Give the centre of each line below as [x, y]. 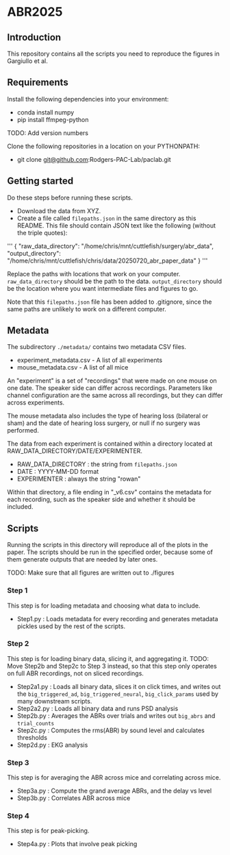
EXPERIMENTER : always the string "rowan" [79, 479]
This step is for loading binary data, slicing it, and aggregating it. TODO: [108, 658]
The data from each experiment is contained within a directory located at [110, 444]
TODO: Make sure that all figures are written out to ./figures [91, 573]
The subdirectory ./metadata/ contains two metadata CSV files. [97, 347]
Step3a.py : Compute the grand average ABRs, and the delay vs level [114, 791]
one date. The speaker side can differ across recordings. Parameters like [110, 388]
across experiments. [36, 402]
